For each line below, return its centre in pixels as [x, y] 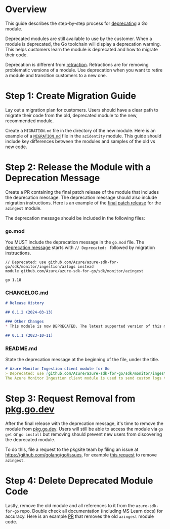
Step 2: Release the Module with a [78, 167]
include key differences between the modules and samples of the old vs [80, 141]
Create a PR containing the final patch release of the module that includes [82, 192]
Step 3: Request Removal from [70, 398]
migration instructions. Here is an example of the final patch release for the [83, 203]
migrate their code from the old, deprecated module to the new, [71, 115]
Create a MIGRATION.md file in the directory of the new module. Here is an [80, 130]
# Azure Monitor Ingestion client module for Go [57, 369]
